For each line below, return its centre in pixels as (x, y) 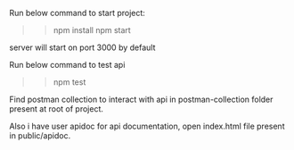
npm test (69, 82)
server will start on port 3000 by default (82, 47)
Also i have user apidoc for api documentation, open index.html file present (147, 126)
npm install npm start (92, 30)
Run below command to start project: (77, 13)
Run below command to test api (67, 65)
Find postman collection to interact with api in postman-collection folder (141, 99)
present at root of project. (57, 109)
